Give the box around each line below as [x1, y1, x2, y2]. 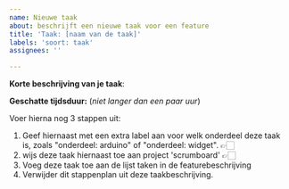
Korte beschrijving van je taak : [9, 78, 125, 89]
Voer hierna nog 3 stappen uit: [9, 113, 121, 124]
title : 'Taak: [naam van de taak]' [9, 29, 142, 38]
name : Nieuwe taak [9, 12, 78, 22]
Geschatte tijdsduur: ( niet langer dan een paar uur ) [9, 95, 201, 107]
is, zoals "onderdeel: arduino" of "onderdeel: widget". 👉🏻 [21, 140, 235, 151]
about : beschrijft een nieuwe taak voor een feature [9, 21, 210, 30]
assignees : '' [9, 46, 62, 55]
